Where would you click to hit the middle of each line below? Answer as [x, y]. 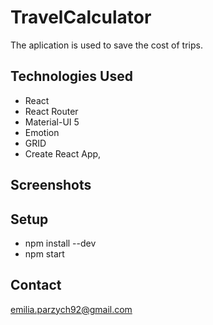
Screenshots [51, 185]
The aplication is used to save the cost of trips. [106, 45]
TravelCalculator [81, 17]
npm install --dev [60, 243]
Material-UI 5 [52, 122]
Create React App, [63, 153]
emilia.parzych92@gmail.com [71, 309]
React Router [51, 111]
